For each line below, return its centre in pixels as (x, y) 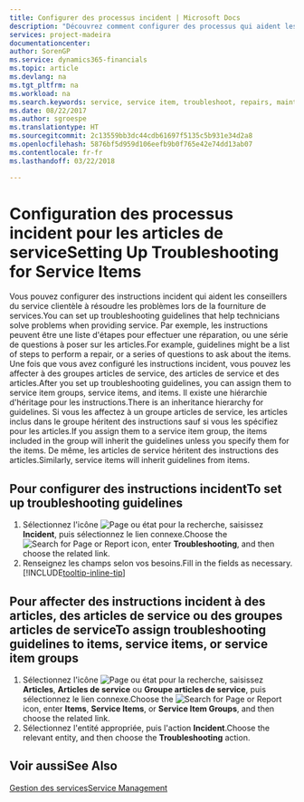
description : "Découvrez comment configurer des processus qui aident (145, 26)
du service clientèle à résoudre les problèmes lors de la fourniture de (138, 306)
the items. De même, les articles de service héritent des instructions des (144, 450)
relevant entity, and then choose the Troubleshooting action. (136, 738)
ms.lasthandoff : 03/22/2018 (62, 161)
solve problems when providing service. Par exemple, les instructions (139, 325)
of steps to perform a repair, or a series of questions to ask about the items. (150, 354)
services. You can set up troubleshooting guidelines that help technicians (145, 316)
